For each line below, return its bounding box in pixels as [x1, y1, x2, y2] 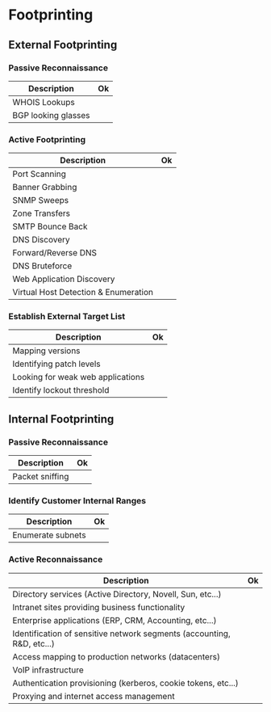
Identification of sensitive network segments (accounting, [12, 628, 231, 639]
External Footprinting [8, 38, 118, 52]
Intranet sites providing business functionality [12, 601, 186, 613]
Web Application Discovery [12, 273, 115, 284]
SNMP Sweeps [12, 195, 69, 206]
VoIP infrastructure [12, 664, 84, 676]
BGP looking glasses [12, 109, 90, 120]
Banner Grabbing [12, 182, 77, 193]
